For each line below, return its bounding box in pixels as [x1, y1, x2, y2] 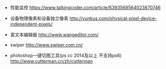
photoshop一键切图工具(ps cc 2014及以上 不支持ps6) [10, 53, 122, 58]
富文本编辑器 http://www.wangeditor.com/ [10, 32, 99, 37]
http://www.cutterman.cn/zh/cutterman [10, 58, 93, 64]
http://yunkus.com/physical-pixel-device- [69, 15, 157, 21]
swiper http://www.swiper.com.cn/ [10, 42, 83, 48]
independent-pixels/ [10, 21, 53, 27]
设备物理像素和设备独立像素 [10, 15, 69, 21]
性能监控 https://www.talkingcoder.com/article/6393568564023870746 [10, 5, 161, 10]
